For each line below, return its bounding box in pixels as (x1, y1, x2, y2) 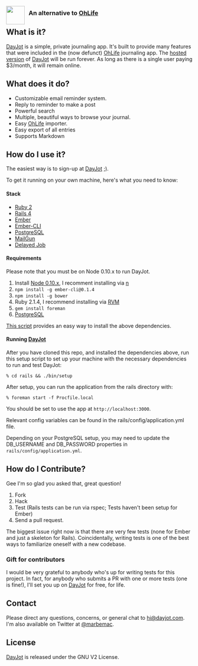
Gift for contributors (6, 555, 65, 564)
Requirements (6, 255, 42, 262)
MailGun (14, 234, 35, 242)
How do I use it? (6, 149, 66, 159)
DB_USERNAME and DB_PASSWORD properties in (6, 440, 128, 448)
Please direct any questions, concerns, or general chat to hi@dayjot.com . (6, 614, 185, 621)
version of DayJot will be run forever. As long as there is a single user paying (6, 55, 193, 62)
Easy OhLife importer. (14, 120, 68, 127)
